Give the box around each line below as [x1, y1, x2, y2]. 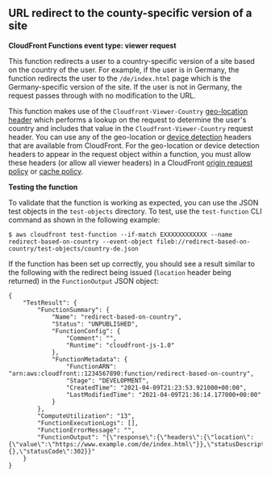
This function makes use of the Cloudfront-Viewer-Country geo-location [8, 106, 248, 116]
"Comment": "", [65, 334, 117, 342]
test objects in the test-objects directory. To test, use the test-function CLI [8, 206, 262, 216]
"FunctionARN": [65, 362, 117, 370]
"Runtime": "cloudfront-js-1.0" [65, 341, 175, 349]
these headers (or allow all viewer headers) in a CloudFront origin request [8, 158, 253, 167]
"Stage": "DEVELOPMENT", [65, 376, 150, 385]
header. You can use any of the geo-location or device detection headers [8, 132, 252, 141]
